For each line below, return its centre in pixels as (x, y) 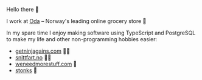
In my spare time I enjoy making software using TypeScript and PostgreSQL (101, 33)
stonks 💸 (26, 70)
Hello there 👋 (23, 9)
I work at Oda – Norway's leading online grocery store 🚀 (76, 21)
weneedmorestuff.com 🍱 (46, 64)
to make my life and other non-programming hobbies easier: (82, 39)
